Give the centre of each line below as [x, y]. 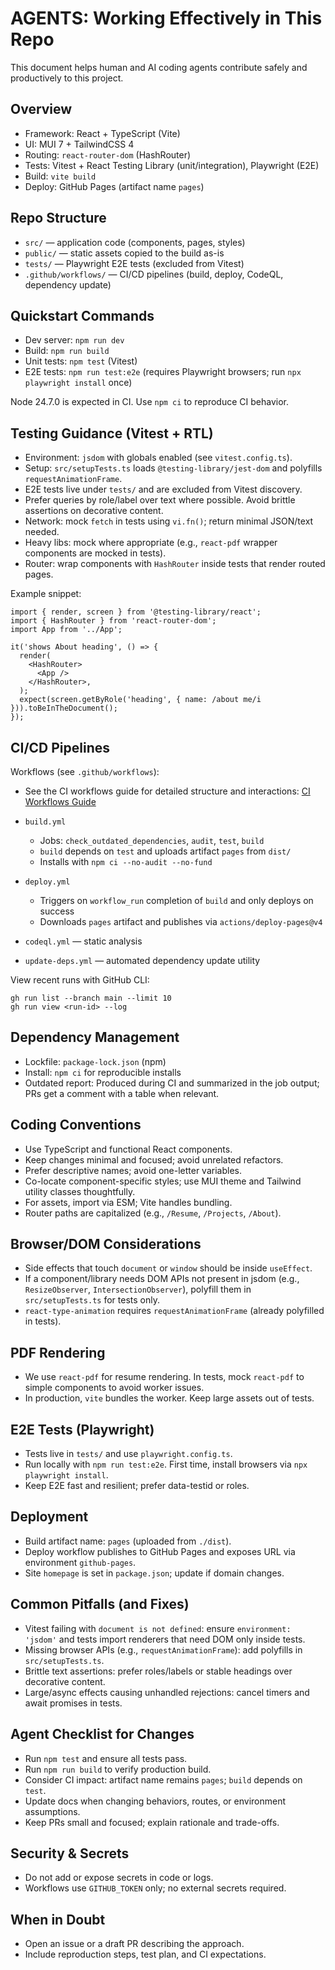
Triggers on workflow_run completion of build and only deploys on [176, 900]
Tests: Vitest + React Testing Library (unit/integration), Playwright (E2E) [172, 165]
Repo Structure [58, 218]
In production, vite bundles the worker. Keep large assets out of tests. [169, 1398]
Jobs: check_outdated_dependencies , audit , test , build [152, 840]
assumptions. [52, 1811]
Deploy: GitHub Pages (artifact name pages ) [114, 186]
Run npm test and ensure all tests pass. [106, 1758]
